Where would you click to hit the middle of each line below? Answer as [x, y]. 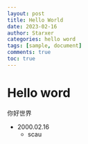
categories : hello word [42, 39]
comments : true [29, 53]
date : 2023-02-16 [32, 26]
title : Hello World [35, 20]
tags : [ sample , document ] [44, 46]
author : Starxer [30, 33]
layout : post [26, 13]
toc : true [21, 59]
